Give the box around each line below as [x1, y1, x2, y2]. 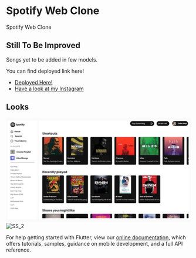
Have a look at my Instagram [14, 85, 84, 92]
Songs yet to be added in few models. [6, 56, 98, 63]
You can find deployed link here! [6, 67, 85, 74]
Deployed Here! [14, 79, 53, 86]
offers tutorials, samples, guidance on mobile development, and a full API [6, 240, 183, 247]
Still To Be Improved [6, 40, 80, 50]
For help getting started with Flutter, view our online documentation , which [6, 234, 187, 241]
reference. [6, 246, 31, 253]
